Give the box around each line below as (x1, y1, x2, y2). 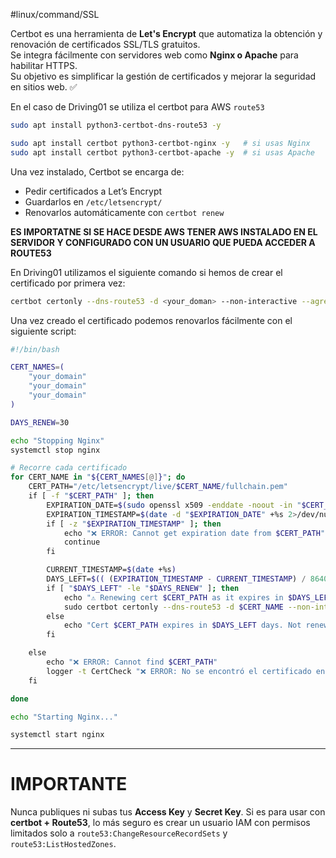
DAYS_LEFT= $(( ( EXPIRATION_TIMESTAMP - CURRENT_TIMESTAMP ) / (46, 574, 307, 584)
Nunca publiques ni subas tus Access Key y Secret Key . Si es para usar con (10, 806, 326, 818)
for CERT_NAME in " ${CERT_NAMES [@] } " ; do (10, 472, 186, 483)
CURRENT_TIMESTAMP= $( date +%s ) (46, 565, 177, 575)
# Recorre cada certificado (10, 463, 128, 473)
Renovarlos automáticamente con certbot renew (24, 206, 225, 218)
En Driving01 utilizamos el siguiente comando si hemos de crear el (10, 266, 283, 278)
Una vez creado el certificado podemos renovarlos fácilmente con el (10, 314, 293, 326)
